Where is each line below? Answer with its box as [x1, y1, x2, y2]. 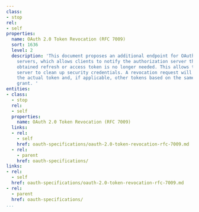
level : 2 [11, 48, 33, 53]
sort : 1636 [11, 42, 38, 48]
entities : [6, 86, 31, 92]
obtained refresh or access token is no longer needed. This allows [17, 64, 190, 70]
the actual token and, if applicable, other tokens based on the [17, 75, 182, 81]
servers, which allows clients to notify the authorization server [17, 58, 187, 64]
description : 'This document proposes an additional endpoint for [11, 53, 179, 59]
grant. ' [17, 81, 38, 87]
